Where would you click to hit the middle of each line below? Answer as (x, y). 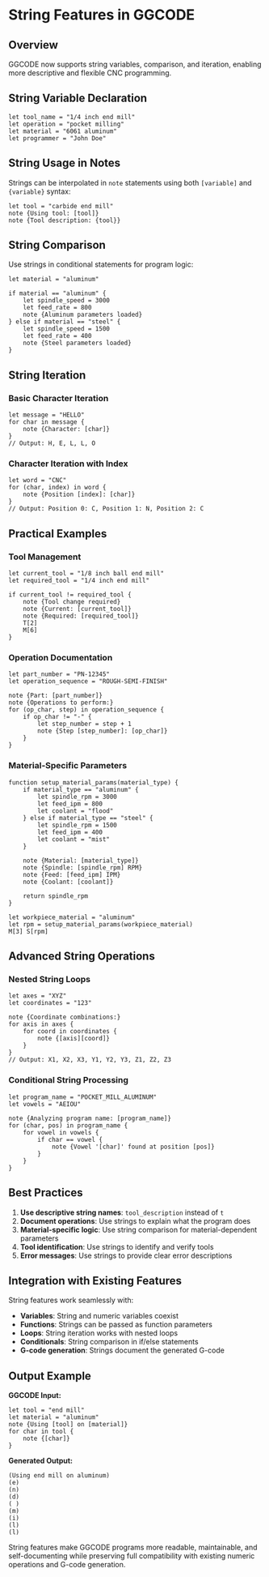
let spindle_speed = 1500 (67, 329)
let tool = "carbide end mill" (61, 206)
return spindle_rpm (56, 896)
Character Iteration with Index (68, 464)
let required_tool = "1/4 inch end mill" (79, 581)
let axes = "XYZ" (38, 996)
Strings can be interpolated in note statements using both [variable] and (130, 182)
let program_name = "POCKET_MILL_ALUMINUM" (83, 1097)
